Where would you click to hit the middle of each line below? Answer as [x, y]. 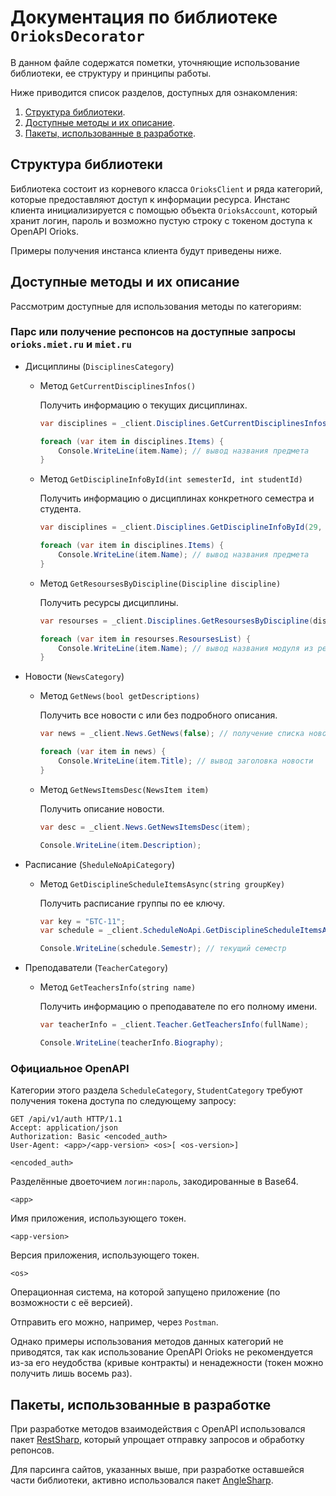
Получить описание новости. [102, 808]
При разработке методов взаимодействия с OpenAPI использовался [158, 1429]
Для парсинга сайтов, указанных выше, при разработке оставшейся [157, 1470]
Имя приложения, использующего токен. [98, 1218]
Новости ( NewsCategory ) [74, 677]
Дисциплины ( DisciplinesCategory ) [99, 366]
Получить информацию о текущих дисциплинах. [143, 405]
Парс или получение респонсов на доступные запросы [153, 332]
